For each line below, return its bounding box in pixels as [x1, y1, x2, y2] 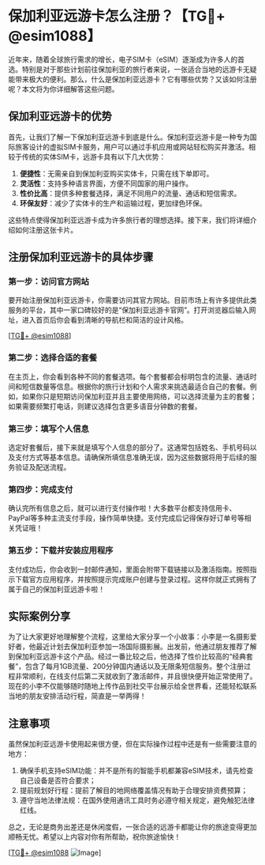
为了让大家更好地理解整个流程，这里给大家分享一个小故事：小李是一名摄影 [8, 632, 250, 641]
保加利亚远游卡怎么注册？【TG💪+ [8, 7, 226, 25]
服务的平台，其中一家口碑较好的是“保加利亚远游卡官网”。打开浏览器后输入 [8, 305, 250, 315]
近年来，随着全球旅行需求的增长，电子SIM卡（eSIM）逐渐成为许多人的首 [8, 55, 244, 64]
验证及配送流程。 [14, 463, 71, 472]
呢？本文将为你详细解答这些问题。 [8, 84, 119, 93]
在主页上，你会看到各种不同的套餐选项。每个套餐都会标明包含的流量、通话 [8, 372, 250, 381]
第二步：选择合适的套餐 [8, 353, 97, 364]
